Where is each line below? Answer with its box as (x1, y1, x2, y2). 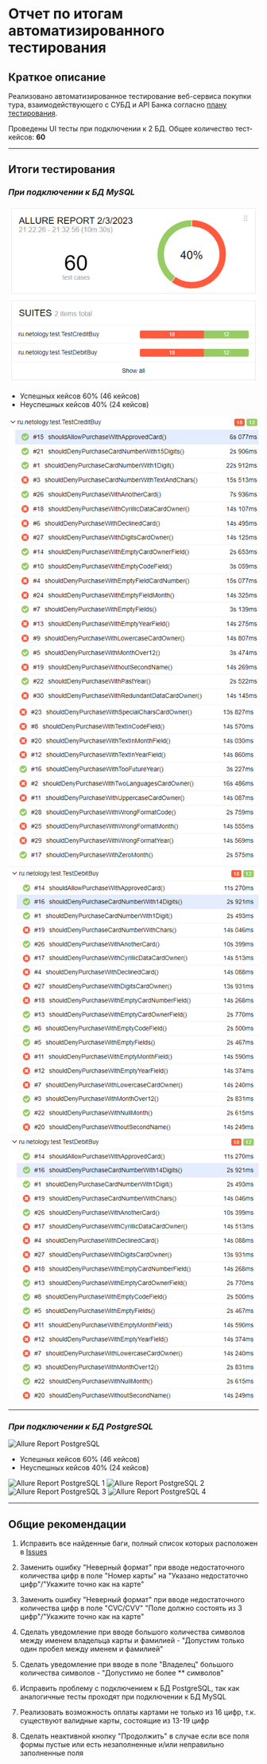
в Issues (19, 1547, 48, 1556)
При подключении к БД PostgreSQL (8, 1421, 153, 1432)
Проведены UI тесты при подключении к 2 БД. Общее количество (8, 124, 234, 133)
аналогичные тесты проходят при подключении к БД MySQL (19, 1692, 226, 1701)
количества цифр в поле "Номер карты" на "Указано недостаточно (19, 1571, 249, 1580)
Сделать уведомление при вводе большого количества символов (19, 1627, 246, 1637)
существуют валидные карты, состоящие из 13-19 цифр (19, 1716, 210, 1725)
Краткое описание (8, 70, 106, 84)
